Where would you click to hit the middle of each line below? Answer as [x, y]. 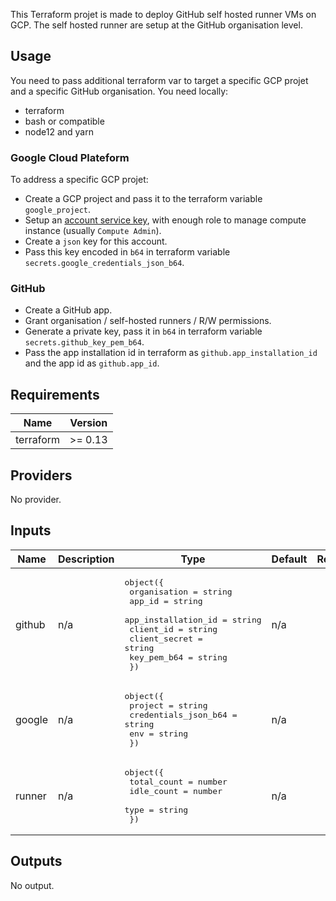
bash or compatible [64, 121]
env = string [159, 733]
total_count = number [178, 781]
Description [86, 559]
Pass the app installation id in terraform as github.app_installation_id [171, 353]
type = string [156, 809]
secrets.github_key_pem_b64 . [84, 342]
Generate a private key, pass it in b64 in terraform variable [143, 331]
